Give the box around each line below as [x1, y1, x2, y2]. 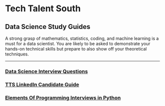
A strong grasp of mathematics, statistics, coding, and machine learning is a [5, 35, 159, 41]
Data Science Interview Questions [5, 68, 88, 75]
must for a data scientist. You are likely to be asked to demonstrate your [5, 41, 151, 47]
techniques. [5, 51, 29, 57]
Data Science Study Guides [5, 23, 91, 31]
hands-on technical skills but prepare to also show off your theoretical [5, 46, 147, 52]
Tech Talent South [5, 3, 81, 14]
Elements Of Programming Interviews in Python [5, 94, 121, 101]
